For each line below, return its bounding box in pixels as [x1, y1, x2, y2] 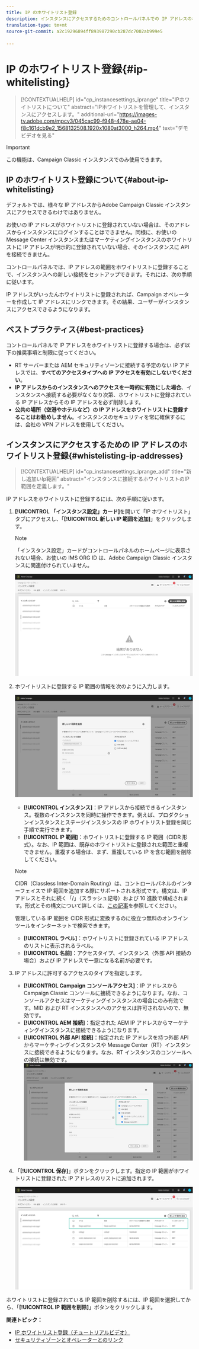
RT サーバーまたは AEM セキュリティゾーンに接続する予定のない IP [14, 362, 178, 369]
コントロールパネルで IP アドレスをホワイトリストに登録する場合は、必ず [6, 341, 185, 349]
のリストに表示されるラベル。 [23, 942, 97, 949]
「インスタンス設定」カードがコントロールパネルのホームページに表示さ [14, 546, 191, 554]
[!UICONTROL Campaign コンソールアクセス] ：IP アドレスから [23, 982, 178, 989]
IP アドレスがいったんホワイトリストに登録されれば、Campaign [6, 290, 162, 298]
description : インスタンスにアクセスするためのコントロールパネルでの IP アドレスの [6, 15, 192, 22]
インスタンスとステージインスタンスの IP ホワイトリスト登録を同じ [28, 819, 192, 826]
